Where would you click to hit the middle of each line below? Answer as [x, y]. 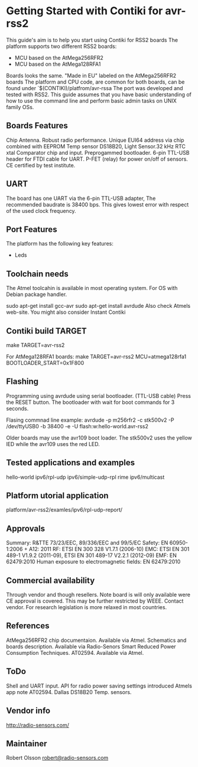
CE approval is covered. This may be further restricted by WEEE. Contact [95, 601]
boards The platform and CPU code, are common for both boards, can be [95, 82]
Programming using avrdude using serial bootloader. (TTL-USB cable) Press [98, 396]
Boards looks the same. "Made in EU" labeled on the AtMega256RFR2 [91, 75]
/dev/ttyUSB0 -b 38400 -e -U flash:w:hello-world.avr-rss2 [77, 426]
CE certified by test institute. [41, 165]
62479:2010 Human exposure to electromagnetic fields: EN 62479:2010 [93, 562]
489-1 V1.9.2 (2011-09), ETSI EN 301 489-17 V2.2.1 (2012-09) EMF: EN [92, 555]
